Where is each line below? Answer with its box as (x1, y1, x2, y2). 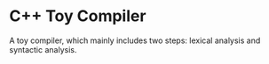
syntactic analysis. (9, 44, 77, 54)
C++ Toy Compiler (9, 6, 146, 26)
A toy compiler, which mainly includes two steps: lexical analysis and (9, 35, 261, 46)
